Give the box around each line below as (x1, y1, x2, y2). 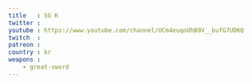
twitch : (8, 33, 41, 42)
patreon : (8, 41, 41, 49)
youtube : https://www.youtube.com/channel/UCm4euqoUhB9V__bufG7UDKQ (8, 26, 245, 34)
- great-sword (22, 63, 69, 71)
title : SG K (8, 11, 59, 20)
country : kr (8, 48, 52, 56)
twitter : (8, 19, 41, 27)
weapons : (8, 56, 41, 64)
